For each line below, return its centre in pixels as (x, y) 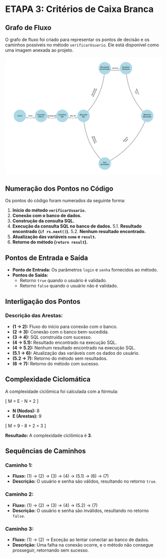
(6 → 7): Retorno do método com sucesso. (56, 363)
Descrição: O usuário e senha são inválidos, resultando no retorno (81, 511)
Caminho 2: (19, 494)
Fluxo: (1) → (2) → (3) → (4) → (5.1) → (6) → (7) (61, 476)
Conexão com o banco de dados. (47, 216)
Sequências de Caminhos (45, 451)
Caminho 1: (19, 465)
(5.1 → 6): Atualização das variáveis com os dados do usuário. (76, 353)
